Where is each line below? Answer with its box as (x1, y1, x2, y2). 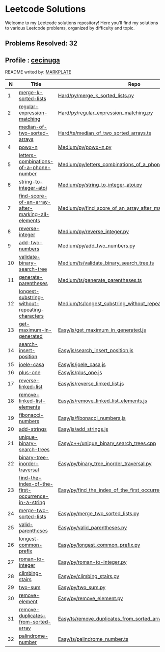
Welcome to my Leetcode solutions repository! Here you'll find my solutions (5, 20, 158, 26)
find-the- (19, 474, 42, 481)
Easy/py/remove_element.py (58, 595, 123, 602)
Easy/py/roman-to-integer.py (58, 559, 127, 566)
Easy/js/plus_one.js (58, 369, 102, 376)
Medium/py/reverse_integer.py (58, 228, 129, 235)
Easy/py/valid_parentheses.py (58, 524, 127, 531)
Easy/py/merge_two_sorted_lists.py (58, 510, 139, 517)
